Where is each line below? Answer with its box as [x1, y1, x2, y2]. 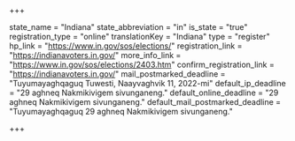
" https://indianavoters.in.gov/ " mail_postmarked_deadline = [9, 69, 226, 79]
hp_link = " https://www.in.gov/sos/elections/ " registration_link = [9, 41, 243, 51]
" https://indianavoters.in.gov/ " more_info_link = [9, 50, 182, 60]
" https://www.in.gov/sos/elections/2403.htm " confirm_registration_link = [9, 59, 275, 70]
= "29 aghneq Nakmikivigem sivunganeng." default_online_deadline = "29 [9, 87, 279, 98]
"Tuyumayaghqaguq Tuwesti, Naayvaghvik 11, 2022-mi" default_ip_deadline [9, 78, 286, 88]
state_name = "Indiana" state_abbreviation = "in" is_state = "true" [9, 22, 248, 32]
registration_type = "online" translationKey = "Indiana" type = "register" [9, 32, 270, 41]
